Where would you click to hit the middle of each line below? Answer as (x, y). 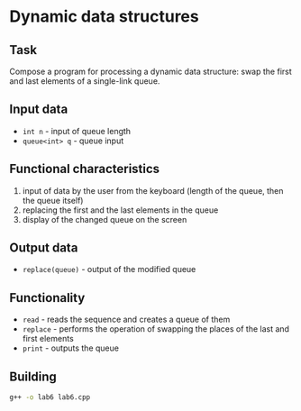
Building (33, 376)
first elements (48, 339)
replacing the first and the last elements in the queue (120, 210)
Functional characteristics (85, 169)
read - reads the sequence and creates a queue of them (126, 320)
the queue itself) (53, 200)
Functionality (47, 298)
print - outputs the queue (71, 348)
